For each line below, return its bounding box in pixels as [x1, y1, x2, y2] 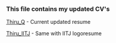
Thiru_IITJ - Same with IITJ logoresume [6, 30, 102, 37]
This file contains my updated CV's [6, 5, 110, 13]
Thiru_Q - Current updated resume [6, 19, 91, 26]
